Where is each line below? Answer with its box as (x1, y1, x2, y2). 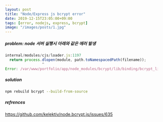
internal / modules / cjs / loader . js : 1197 (5, 53, 81, 58)
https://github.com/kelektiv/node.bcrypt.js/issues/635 (5, 111, 113, 117)
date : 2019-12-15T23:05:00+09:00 (5, 16, 73, 21)
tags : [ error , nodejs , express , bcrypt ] (5, 20, 88, 26)
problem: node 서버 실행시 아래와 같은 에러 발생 (5, 41, 96, 46)
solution (5, 77, 22, 82)
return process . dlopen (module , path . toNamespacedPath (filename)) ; (9, 57, 147, 62)
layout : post (5, 7, 32, 12)
